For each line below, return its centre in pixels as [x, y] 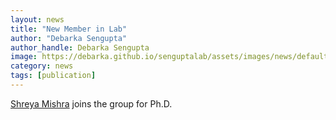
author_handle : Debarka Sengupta [80, 47]
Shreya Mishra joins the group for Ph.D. [91, 103]
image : [24, 57]
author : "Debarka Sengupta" [69, 38]
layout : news [37, 19]
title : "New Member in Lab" [69, 29]
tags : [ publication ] [53, 76]
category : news [42, 66]
